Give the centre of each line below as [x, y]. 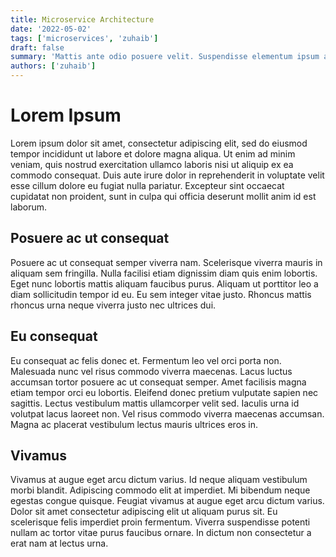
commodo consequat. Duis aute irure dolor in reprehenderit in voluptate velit [167, 175]
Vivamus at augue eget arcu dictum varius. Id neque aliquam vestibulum [159, 480]
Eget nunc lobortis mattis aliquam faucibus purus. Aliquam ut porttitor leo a [164, 283]
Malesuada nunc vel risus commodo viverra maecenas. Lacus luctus [151, 371]
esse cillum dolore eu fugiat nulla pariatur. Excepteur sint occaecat [147, 185]
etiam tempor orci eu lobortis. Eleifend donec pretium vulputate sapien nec [164, 392]
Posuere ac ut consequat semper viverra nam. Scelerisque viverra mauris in [166, 262]
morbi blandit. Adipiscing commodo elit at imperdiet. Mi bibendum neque [160, 490]
